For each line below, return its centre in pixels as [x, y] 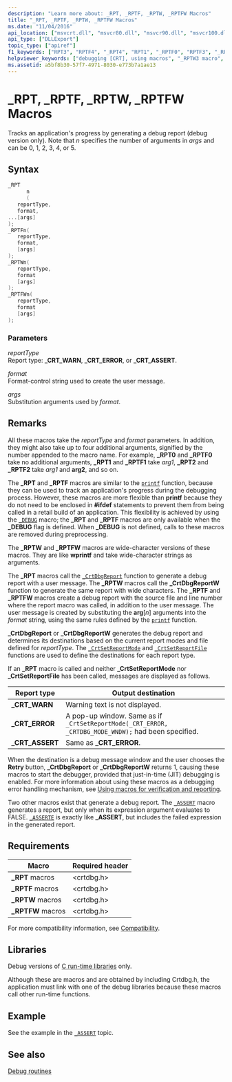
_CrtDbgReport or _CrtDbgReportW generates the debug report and [105, 633]
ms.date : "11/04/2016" [40, 26]
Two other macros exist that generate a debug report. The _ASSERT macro [112, 802]
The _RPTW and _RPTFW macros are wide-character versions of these [109, 547]
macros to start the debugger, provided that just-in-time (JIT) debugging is [114, 774]
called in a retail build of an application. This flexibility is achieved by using [114, 512]
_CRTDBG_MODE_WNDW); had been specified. [132, 731]
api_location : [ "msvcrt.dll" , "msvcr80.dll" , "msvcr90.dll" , [97, 33]
